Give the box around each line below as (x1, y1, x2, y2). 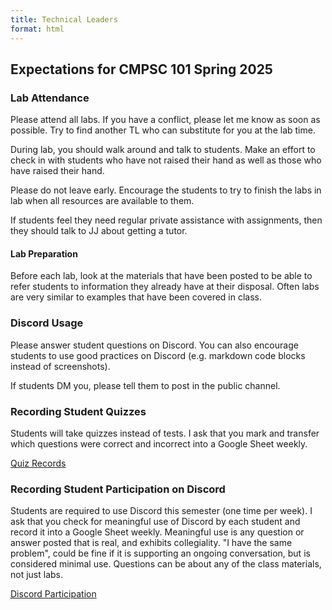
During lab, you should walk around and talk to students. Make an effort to (10, 144, 316, 156)
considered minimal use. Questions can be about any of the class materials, (10, 558, 322, 570)
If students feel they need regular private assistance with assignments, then (10, 214, 323, 226)
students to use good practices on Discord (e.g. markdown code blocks (10, 349, 306, 361)
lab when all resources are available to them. (10, 195, 195, 207)
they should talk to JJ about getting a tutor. (10, 225, 188, 237)
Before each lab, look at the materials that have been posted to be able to (10, 270, 313, 282)
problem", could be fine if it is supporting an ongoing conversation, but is (10, 547, 311, 560)
